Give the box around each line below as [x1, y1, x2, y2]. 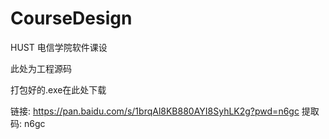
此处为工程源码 [10, 62, 72, 74]
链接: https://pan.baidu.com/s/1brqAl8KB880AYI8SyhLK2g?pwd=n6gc [10, 105, 300, 117]
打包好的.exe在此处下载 [10, 83, 107, 96]
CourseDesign [10, 7, 133, 30]
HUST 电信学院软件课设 [10, 41, 108, 53]
